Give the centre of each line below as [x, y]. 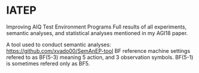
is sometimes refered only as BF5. [48, 64]
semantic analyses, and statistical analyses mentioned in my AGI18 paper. [97, 33]
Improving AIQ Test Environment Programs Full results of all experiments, [97, 27]
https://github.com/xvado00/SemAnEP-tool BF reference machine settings [98, 50]
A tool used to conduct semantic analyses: [59, 45]
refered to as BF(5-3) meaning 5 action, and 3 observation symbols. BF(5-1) [100, 57]
